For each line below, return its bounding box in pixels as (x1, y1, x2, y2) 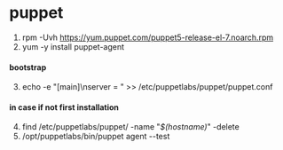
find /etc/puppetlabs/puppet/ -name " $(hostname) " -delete (21, 122, 240, 132)
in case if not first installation (9, 101, 120, 113)
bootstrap (9, 61, 47, 73)
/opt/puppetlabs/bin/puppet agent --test (21, 131, 170, 142)
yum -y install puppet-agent (21, 41, 125, 51)
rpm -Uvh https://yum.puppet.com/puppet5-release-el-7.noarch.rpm (21, 32, 273, 43)
